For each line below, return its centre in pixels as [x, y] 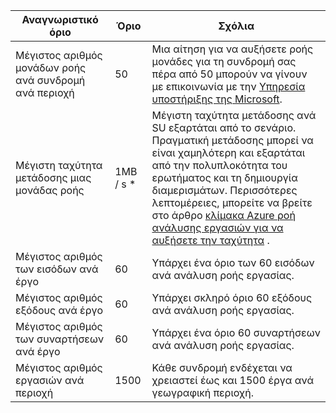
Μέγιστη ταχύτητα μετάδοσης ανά [234, 115]
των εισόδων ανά [57, 269]
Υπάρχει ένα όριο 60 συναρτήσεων [236, 332]
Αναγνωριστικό [60, 19]
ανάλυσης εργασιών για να [217, 227]
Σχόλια [236, 26]
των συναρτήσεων [60, 339]
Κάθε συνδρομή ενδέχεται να [222, 367]
